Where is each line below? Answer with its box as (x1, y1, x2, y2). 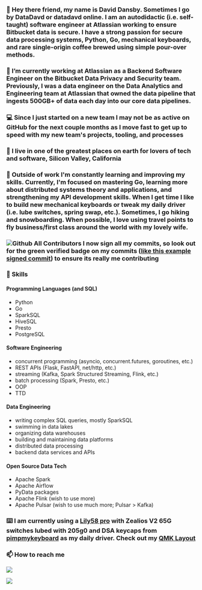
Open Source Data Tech (6, 462, 67, 470)
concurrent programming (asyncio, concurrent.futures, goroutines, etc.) (14, 357, 194, 364)
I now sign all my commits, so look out (82, 239, 196, 247)
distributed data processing (14, 442, 84, 450)
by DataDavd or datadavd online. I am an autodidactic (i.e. (6, 13, 179, 21)
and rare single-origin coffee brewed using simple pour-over (6, 43, 187, 51)
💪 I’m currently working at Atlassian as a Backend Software (6, 66, 182, 75)
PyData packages (14, 488, 59, 496)
